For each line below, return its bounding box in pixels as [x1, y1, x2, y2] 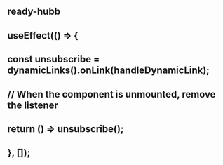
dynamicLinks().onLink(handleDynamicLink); [7, 65, 210, 77]
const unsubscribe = [7, 53, 100, 65]
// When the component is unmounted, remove [7, 88, 216, 100]
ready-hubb [7, 6, 61, 18]
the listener [7, 99, 58, 111]
